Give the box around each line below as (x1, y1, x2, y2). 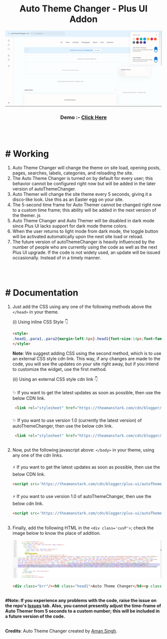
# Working (5, 148, 49, 160)
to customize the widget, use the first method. (12, 366, 107, 372)
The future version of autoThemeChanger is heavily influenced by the (12, 239, 155, 245)
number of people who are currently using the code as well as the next (12, 244, 158, 250)
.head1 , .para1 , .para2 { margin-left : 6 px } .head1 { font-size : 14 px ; (12, 336, 144, 341)
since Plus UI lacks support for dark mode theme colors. (12, 223, 128, 229)
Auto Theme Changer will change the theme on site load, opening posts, (12, 164, 161, 170)
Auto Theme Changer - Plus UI (19, 3, 148, 14)
